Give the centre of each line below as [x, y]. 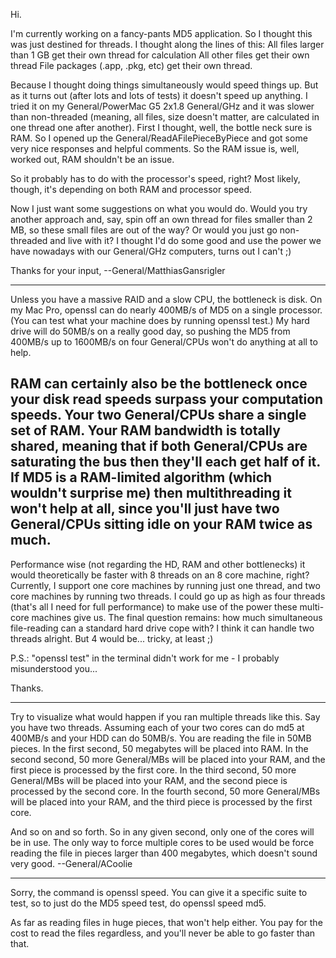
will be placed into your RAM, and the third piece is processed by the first [161, 801]
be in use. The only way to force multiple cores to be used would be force [162, 842]
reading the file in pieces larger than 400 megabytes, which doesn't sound [164, 853]
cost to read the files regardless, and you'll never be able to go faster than [163, 933]
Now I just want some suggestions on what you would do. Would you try [159, 208]
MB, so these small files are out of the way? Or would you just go [144, 230]
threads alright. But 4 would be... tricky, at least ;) [112, 638]
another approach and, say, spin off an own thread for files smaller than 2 [161, 219]
